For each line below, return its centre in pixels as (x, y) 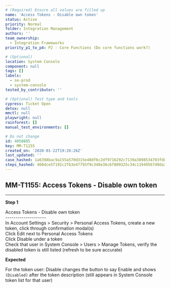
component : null (22, 66)
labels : (13, 76)
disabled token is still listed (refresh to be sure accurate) (64, 249)
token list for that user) (29, 280)
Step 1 (12, 202)
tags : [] (14, 71)
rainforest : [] (21, 123)
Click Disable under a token (34, 239)
